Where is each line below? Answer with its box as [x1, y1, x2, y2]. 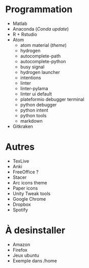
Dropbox [12, 201, 32, 207]
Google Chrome [12, 196, 46, 202]
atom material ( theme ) [20, 42, 67, 48]
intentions [20, 74, 42, 81]
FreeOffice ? [12, 169, 39, 175]
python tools [20, 112, 47, 118]
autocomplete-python [20, 58, 66, 64]
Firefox [12, 247, 28, 253]
